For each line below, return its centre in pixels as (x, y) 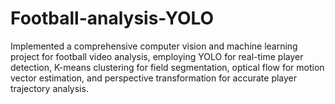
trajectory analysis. (49, 88)
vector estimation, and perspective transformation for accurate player (154, 78)
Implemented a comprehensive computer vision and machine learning (154, 46)
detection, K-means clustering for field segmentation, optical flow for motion (167, 67)
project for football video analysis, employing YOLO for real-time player (157, 56)
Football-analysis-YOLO (112, 18)
